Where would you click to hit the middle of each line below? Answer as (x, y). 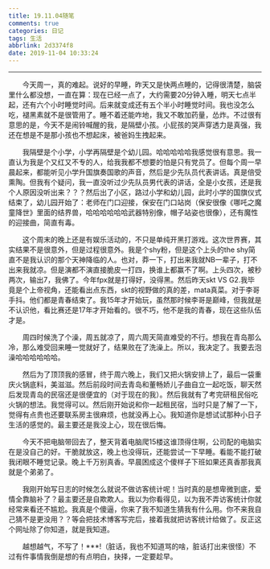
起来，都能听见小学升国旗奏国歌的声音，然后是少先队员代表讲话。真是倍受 (138, 172)
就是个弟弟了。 (33, 472)
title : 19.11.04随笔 (41, 16)
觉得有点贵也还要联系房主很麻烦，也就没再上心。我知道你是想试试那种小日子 (135, 414)
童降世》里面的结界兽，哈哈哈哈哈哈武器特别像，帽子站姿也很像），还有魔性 (133, 212)
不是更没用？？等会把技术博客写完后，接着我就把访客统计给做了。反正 (138, 519)
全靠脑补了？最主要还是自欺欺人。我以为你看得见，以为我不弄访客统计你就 (138, 499)
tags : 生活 (25, 38)
